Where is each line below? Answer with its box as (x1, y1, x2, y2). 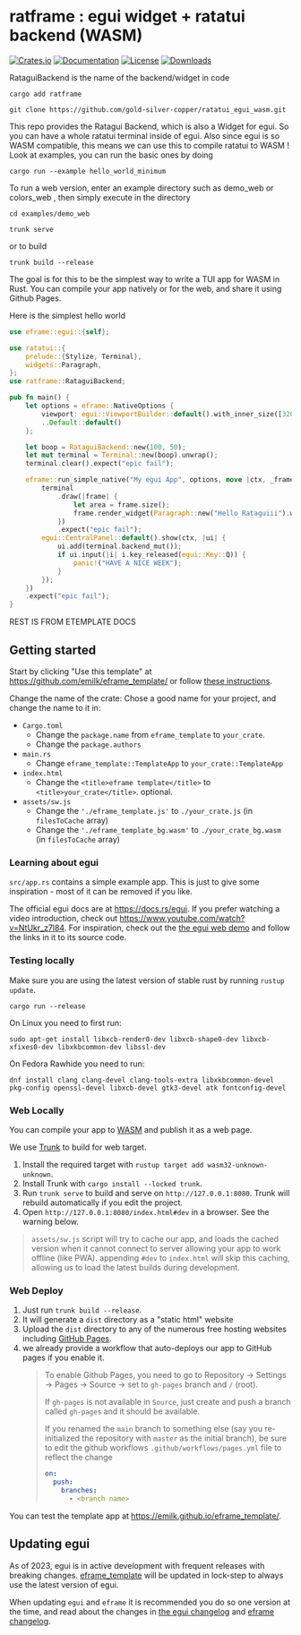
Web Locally (9, 1104, 64, 1117)
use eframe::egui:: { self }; (9, 327, 110, 337)
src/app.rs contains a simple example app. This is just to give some (9, 877, 260, 887)
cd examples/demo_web (9, 209, 90, 218)
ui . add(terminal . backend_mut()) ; (56, 542, 182, 552)
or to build (9, 240, 47, 252)
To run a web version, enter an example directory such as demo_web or (9, 182, 274, 193)
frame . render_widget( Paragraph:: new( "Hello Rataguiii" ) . (73, 509, 291, 518)
